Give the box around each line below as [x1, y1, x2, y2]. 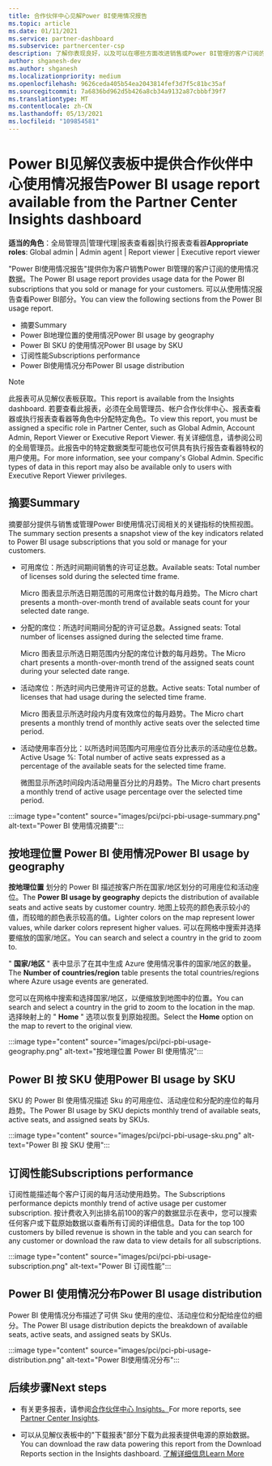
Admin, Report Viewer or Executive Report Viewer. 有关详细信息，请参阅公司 [8, 432, 263, 442]
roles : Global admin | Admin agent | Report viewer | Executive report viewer [8, 246, 261, 256]
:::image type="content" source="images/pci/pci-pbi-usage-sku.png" [8, 1130, 242, 1140]
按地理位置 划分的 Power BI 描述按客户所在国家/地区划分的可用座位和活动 [8, 882, 253, 892]
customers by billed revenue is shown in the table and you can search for [8, 1228, 253, 1237]
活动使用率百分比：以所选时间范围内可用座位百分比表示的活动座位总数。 [19, 743, 261, 752]
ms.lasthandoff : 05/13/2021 [8, 110, 104, 118]
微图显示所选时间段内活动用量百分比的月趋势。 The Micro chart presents [19, 778, 261, 787]
